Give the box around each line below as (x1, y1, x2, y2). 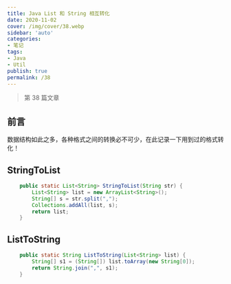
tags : (7, 49, 23, 56)
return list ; (32, 208, 69, 215)
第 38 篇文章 (23, 94, 60, 102)
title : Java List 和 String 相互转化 (7, 10, 110, 17)
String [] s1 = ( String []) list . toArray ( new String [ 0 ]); (32, 258, 195, 265)
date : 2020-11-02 (7, 17, 57, 23)
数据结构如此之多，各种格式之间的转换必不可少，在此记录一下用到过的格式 (7, 135, 218, 144)
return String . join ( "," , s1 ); (32, 264, 118, 272)
